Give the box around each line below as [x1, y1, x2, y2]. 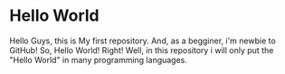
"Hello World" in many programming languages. [9, 54, 188, 65]
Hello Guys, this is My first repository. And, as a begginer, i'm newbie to [9, 35, 276, 46]
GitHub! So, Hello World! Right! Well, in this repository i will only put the [9, 44, 274, 55]
